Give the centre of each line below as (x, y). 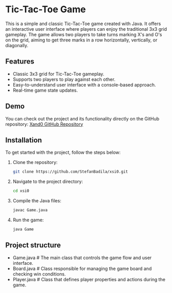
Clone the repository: (35, 162)
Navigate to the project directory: (48, 182)
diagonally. (17, 45)
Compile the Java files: (37, 201)
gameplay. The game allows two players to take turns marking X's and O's (84, 34)
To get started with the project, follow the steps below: (63, 153)
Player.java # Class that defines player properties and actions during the (89, 279)
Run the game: (28, 220)
